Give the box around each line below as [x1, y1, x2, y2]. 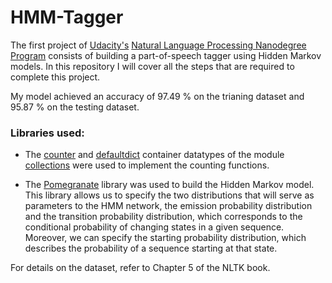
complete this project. [10, 71, 101, 83]
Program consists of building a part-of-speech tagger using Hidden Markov [10, 49, 322, 61]
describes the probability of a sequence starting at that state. [24, 242, 278, 255]
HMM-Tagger [10, 6, 124, 29]
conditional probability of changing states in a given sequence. [24, 221, 285, 233]
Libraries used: [10, 126, 85, 140]
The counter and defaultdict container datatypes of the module [24, 149, 285, 161]
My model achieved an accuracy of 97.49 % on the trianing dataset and [10, 90, 305, 102]
